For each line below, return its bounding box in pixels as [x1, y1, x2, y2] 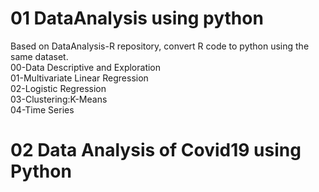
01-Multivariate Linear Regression [10, 72, 149, 84]
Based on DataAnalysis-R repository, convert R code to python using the [10, 40, 310, 52]
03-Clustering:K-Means [10, 93, 108, 105]
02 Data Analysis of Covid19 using [10, 139, 302, 162]
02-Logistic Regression [10, 82, 107, 94]
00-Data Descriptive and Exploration [10, 61, 162, 73]
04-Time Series [10, 103, 75, 116]
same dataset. [10, 50, 69, 62]
